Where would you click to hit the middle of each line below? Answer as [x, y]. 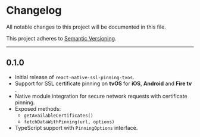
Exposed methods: [38, 108]
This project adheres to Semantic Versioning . [61, 38]
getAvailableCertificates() [58, 116]
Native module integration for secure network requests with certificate [101, 96]
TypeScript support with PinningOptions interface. [76, 127]
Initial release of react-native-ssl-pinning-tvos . [74, 77]
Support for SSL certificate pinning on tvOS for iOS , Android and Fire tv [103, 83]
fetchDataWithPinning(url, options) [69, 122]
